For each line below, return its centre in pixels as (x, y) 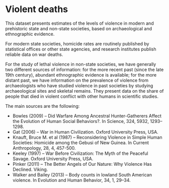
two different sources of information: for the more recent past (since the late (84, 70)
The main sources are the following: (42, 106)
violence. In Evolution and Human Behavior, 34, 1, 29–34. (72, 180)
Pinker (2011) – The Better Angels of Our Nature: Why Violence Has (82, 164)
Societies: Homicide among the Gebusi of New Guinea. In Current (81, 143)
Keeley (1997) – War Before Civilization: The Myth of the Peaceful (80, 153)
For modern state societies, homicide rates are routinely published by (77, 43)
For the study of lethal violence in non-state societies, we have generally (81, 64)
